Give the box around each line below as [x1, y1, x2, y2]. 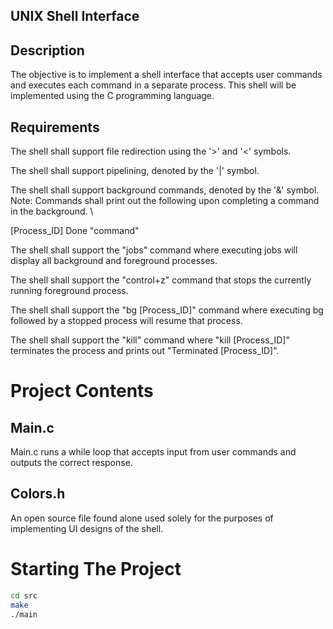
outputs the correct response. [10, 457, 133, 469]
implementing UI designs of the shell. [10, 522, 164, 534]
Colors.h [10, 485, 66, 503]
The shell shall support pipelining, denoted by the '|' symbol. [10, 165, 260, 177]
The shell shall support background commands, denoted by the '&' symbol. [10, 184, 320, 196]
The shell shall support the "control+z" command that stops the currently [10, 274, 312, 286]
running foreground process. [10, 285, 129, 297]
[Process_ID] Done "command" [10, 225, 140, 237]
